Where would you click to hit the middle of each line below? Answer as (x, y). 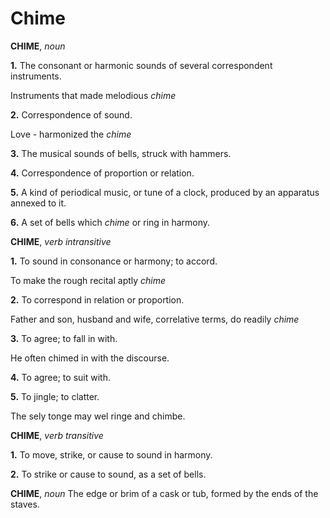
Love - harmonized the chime (71, 134)
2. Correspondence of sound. (71, 114)
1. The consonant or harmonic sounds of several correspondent (141, 65)
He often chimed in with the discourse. (90, 358)
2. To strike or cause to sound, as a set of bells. (108, 474)
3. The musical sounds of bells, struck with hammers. (121, 153)
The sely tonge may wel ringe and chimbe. (98, 416)
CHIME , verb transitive (57, 435)
